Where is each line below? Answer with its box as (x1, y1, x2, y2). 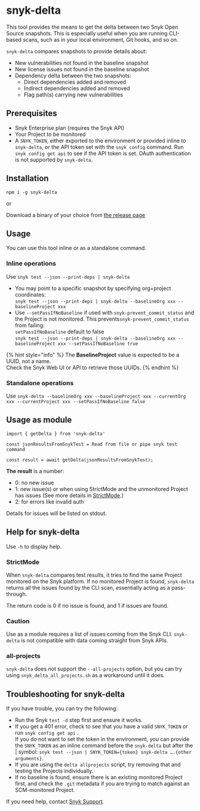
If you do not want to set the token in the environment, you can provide (14, 736, 190, 743)
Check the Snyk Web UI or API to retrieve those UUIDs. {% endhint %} (6, 364, 179, 371)
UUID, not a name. (6, 357, 51, 365)
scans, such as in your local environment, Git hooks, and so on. (23, 36, 179, 43)
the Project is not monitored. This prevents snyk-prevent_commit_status (14, 315, 189, 322)
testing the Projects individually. (14, 767, 94, 775)
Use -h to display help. (6, 542, 62, 550)
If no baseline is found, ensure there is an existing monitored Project (14, 774, 183, 781)
